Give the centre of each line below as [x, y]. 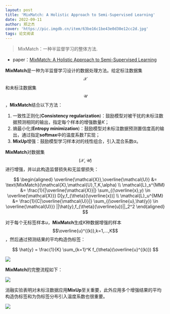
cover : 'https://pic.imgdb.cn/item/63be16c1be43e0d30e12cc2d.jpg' [77, 29]
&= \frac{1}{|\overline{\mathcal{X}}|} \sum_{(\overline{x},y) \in [85, 190]
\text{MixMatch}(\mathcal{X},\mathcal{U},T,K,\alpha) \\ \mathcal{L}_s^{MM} [85, 185]
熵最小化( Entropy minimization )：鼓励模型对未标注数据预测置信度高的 [86, 128]
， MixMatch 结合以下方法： [34, 105]
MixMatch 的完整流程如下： [34, 270]
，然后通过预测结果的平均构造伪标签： [45, 239]
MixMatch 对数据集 [25, 152]
